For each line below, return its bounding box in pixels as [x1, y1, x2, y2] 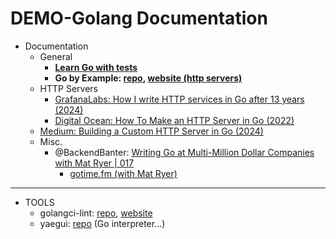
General [39, 50, 73, 62]
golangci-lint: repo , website [39, 207, 153, 219]
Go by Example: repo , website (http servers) [54, 72, 243, 84]
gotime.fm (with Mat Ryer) [69, 167, 178, 179]
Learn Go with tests [54, 61, 138, 73]
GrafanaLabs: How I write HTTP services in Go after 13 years [54, 93, 305, 105]
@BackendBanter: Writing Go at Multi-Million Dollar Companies [54, 146, 315, 158]
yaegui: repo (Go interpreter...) [39, 217, 166, 229]
